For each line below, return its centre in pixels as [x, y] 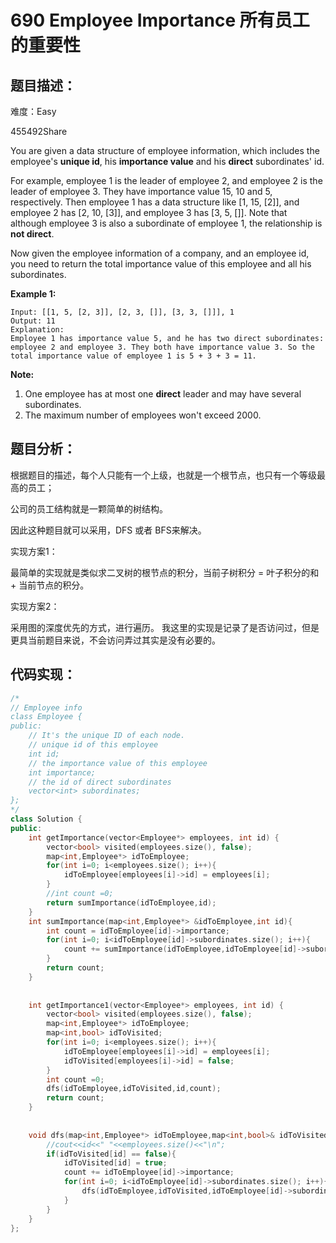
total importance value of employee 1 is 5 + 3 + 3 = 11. [133, 356]
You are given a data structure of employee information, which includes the [165, 150]
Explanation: [37, 330]
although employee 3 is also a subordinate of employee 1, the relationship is [166, 223]
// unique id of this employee [93, 745]
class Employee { [46, 717]
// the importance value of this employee [118, 763]
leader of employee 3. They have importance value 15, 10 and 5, [141, 191]
